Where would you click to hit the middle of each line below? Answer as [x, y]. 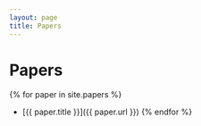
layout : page [33, 17]
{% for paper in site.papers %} [66, 95]
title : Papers [36, 26]
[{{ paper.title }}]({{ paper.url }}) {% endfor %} [107, 112]
